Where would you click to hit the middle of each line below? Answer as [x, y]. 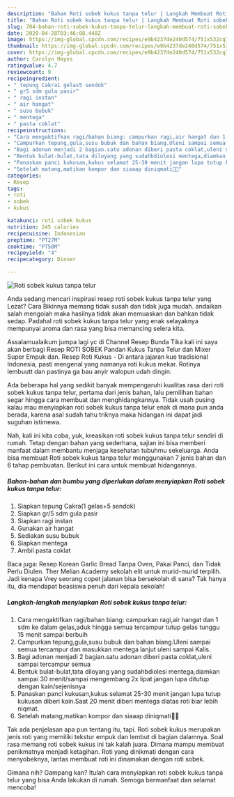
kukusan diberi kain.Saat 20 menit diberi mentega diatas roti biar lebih [117, 701]
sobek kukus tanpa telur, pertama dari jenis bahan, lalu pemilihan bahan [110, 392]
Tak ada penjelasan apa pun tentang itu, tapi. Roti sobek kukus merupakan [114, 729]
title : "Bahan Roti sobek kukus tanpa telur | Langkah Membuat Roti [109, 20]
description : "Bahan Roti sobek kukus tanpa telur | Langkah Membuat [110, 14]
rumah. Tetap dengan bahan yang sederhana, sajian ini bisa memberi [106, 443]
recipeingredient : [34, 78]
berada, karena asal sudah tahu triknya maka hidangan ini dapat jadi [105, 415]
